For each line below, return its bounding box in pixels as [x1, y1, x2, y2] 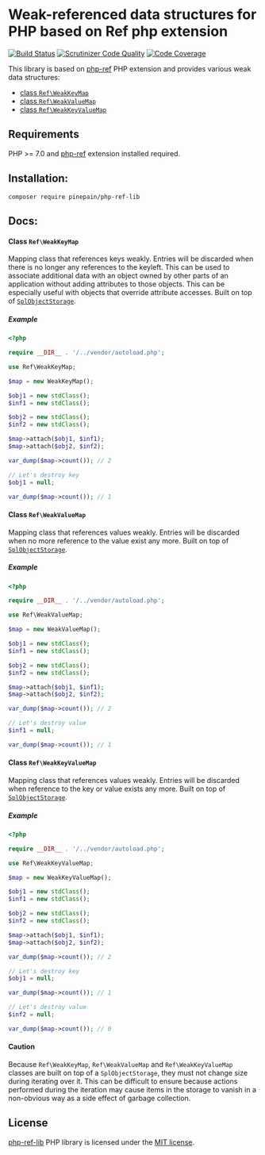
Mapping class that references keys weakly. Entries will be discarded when [8, 254, 254, 263]
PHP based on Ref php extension [8, 22, 229, 40]
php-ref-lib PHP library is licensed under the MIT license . [8, 1137, 195, 1147]
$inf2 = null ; [8, 1011, 56, 1019]
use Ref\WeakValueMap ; [8, 611, 83, 620]
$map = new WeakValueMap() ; [8, 625, 102, 634]
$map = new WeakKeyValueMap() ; [8, 873, 112, 881]
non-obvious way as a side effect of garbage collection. [8, 1093, 191, 1103]
